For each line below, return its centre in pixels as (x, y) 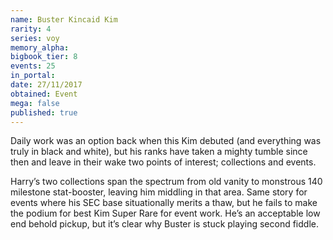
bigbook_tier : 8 (44, 57)
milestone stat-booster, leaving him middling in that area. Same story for (159, 192)
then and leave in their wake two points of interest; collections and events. (163, 162)
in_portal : (33, 76)
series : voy (35, 38)
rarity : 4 (31, 29)
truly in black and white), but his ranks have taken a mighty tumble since (159, 152)
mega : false (35, 103)
